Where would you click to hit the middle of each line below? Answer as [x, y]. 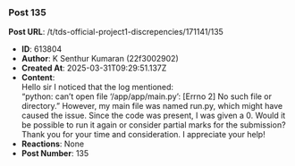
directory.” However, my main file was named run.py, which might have [152, 106]
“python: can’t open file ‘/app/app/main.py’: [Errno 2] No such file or [147, 96]
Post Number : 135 [55, 154]
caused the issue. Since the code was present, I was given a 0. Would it [153, 116]
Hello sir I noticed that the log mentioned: [97, 87]
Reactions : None [53, 144]
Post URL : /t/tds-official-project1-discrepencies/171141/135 [116, 32]
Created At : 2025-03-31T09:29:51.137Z [94, 68]
